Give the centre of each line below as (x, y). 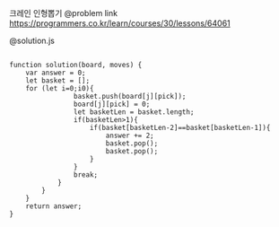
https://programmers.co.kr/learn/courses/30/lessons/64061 (120, 23)
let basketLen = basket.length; (134, 112)
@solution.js (32, 40)
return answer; (54, 206)
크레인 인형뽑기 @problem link (64, 13)
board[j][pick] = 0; (112, 104)
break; (86, 175)
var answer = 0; (56, 73)
